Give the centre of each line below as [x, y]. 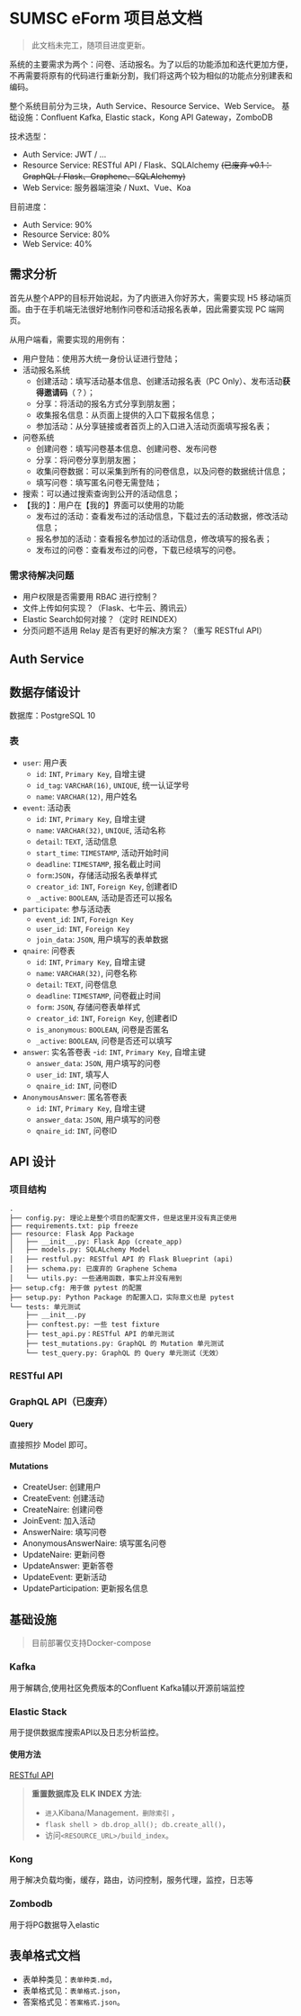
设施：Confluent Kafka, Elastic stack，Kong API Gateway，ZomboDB [145, 117]
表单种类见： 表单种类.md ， [69, 1979]
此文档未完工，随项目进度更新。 [90, 45]
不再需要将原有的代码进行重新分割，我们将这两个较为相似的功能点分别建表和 [151, 75]
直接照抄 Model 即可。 [51, 1445]
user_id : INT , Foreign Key [83, 928]
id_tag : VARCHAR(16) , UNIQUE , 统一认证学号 [113, 785]
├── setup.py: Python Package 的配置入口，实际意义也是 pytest [122, 1297]
